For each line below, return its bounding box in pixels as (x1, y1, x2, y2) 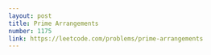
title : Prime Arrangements (8, 19, 99, 27)
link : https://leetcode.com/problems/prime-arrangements (8, 34, 204, 43)
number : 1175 (8, 27, 52, 35)
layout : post (8, 11, 52, 20)
